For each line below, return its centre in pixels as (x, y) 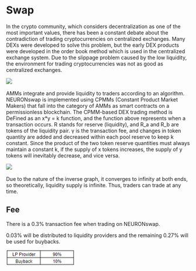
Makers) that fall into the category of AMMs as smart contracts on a (88, 105)
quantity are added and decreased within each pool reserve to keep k (90, 137)
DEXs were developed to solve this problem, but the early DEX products (93, 45)
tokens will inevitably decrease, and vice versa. (63, 155)
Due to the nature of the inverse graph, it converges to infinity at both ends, (97, 179)
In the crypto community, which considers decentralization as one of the (93, 26)
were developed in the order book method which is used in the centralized (96, 51)
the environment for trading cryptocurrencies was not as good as (85, 64)
